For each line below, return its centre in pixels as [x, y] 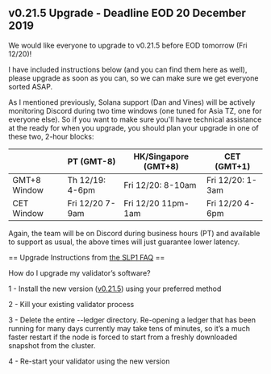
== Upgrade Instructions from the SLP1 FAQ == [87, 257]
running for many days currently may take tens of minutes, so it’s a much [129, 328]
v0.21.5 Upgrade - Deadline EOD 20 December [127, 13]
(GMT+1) [233, 166]
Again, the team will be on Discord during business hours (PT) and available [134, 233]
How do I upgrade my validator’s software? [79, 272]
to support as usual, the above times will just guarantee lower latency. [124, 242]
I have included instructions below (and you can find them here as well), [128, 69]
